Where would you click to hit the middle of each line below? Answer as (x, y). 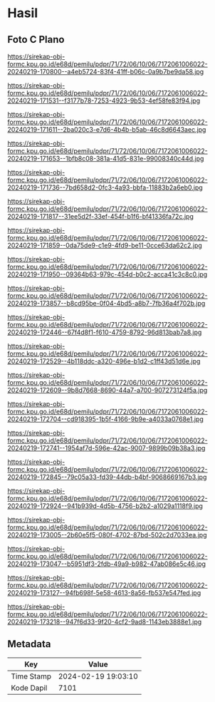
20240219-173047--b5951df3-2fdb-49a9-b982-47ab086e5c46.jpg (107, 564)
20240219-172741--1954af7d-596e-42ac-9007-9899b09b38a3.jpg (106, 448)
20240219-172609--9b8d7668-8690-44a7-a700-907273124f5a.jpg (107, 390)
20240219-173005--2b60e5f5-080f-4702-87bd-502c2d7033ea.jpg (107, 535)
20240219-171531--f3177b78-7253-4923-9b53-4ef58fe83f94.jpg (104, 100)
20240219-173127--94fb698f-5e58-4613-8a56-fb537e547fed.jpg (104, 593)
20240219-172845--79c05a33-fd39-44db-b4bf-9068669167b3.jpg (107, 477)
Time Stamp (31, 676)
